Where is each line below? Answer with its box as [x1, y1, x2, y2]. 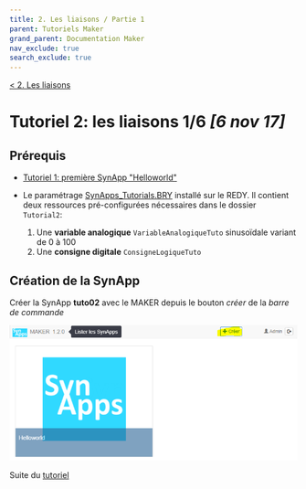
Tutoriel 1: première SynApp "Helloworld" [22, 172, 178, 183]
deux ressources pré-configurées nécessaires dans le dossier [22, 199, 257, 210]
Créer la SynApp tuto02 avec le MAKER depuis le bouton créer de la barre [9, 297, 290, 308]
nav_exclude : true [9, 44, 79, 53]
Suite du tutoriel [9, 469, 70, 480]
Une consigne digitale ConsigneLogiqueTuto [36, 247, 202, 258]
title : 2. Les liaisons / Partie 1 [9, 15, 145, 24]
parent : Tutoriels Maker [9, 24, 104, 34]
